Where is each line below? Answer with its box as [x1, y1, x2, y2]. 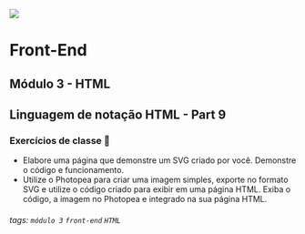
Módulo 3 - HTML [9, 76, 111, 91]
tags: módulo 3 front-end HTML [9, 214, 121, 225]
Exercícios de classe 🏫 [9, 134, 111, 147]
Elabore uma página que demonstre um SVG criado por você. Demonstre [22, 155, 297, 166]
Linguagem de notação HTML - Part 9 [9, 107, 227, 122]
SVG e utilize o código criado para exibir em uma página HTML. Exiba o [22, 184, 291, 195]
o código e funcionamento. [22, 165, 125, 176]
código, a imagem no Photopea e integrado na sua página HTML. [22, 194, 268, 205]
